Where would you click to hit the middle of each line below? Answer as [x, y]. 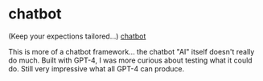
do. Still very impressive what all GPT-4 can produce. [97, 68]
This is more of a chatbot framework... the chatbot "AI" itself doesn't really [131, 51]
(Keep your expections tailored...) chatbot [77, 36]
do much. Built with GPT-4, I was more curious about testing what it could [130, 60]
